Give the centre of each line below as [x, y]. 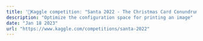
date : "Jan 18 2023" [32, 23]
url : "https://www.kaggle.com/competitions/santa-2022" [78, 29]
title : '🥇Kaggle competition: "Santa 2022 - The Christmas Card [89, 12]
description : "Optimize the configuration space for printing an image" [100, 17]
